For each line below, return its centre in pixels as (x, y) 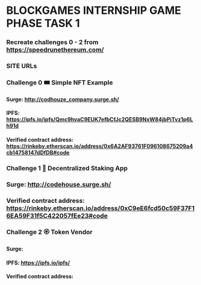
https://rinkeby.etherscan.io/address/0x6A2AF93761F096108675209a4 (100, 146)
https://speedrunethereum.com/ (55, 50)
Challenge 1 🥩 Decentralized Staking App (67, 168)
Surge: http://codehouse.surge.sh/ (59, 184)
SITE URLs (22, 66)
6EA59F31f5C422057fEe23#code (57, 216)
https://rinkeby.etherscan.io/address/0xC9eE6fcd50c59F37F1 (100, 208)
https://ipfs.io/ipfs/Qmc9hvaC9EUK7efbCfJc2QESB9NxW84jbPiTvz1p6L (100, 120)
